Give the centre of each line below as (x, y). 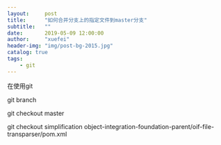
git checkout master (36, 113)
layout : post (32, 14)
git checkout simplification (45, 126)
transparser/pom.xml (37, 134)
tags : (15, 59)
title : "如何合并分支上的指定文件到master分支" (77, 20)
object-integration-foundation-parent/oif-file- (149, 126)
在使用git (20, 86)
